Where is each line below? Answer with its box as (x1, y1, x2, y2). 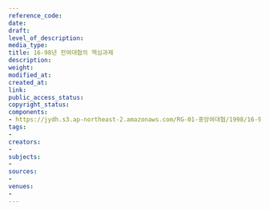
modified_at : (8, 71, 52, 79)
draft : (8, 26, 30, 34)
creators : (8, 137, 42, 146)
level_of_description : (8, 34, 84, 42)
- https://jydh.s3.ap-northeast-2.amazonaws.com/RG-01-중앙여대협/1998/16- (8, 116, 259, 124)
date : (8, 19, 26, 27)
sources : (8, 168, 38, 176)
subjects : (8, 153, 42, 160)
